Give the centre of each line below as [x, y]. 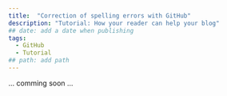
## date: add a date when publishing [71, 30]
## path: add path [39, 61]
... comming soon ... [41, 83]
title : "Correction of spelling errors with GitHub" [100, 16]
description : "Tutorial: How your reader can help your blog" [114, 23]
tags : [17, 38]
